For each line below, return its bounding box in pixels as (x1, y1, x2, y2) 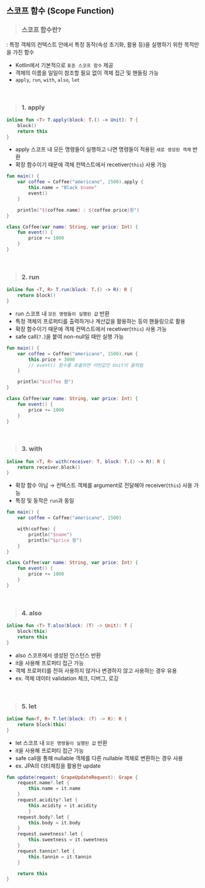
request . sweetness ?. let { (17, 831, 84, 837)
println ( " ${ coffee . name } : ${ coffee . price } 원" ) (17, 207, 140, 213)
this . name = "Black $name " (28, 185, 97, 191)
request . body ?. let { (17, 814, 70, 820)
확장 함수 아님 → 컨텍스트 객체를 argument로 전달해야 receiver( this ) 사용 (15, 482, 193, 489)
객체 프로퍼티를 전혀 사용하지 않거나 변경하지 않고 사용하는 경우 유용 (15, 667, 177, 674)
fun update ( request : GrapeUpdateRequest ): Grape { (6, 774, 138, 780)
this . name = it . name (28, 785, 81, 792)
